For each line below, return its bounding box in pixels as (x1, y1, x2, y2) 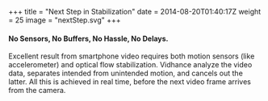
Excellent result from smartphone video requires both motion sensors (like (8, 51, 255, 61)
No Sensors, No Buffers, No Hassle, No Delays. (8, 34, 169, 43)
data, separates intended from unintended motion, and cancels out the (8, 68, 244, 79)
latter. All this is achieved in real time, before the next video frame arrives (8, 77, 252, 87)
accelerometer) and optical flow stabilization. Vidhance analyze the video (8, 60, 253, 70)
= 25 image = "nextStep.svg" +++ (8, 15, 121, 25)
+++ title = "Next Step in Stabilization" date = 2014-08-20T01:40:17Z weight (8, 7, 262, 16)
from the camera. (8, 86, 66, 95)
